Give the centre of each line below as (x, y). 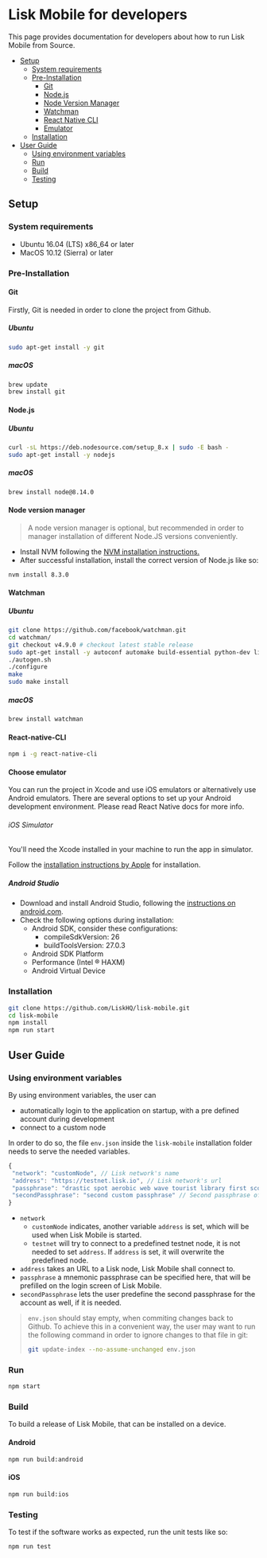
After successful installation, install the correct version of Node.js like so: (139, 560)
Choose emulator (37, 772)
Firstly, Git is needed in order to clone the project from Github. (110, 310)
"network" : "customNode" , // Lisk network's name (95, 1173)
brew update (28, 385)
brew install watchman (46, 719)
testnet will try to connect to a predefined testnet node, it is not (136, 1244)
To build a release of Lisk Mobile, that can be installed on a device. (117, 1424)
